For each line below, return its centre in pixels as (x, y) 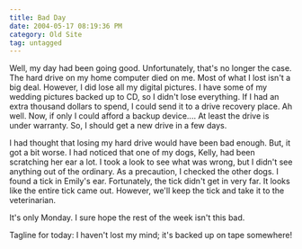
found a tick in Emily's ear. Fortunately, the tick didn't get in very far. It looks (150, 182)
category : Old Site (46, 34)
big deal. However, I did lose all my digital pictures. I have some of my (138, 87)
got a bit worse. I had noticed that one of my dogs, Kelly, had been (133, 153)
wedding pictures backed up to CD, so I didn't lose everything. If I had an (144, 97)
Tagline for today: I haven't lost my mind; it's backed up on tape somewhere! (151, 236)
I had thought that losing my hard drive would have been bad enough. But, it (150, 143)
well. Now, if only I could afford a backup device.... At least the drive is (139, 116)
